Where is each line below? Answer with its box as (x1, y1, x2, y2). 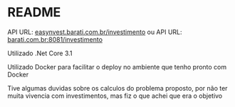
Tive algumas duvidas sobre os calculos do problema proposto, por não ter (7, 84, 228, 92)
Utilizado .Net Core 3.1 (7, 49, 73, 57)
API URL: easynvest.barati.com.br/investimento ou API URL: (7, 28, 183, 36)
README (7, 4, 61, 21)
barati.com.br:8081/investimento (7, 35, 103, 43)
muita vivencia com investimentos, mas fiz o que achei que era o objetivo (7, 91, 223, 100)
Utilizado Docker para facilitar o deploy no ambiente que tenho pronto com (7, 62, 227, 71)
